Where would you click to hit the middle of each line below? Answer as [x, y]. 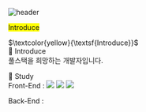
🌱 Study [21, 76]
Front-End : [26, 86]
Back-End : [26, 101]
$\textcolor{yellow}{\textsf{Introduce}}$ [73, 43]
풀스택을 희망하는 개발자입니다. [56, 60]
